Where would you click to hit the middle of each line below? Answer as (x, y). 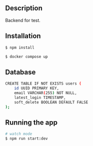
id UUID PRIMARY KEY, (36, 88)
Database (20, 72)
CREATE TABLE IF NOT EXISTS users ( (43, 84)
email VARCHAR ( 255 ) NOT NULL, (46, 93)
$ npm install (20, 47)
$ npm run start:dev (27, 139)
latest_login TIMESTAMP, (40, 97)
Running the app (31, 122)
